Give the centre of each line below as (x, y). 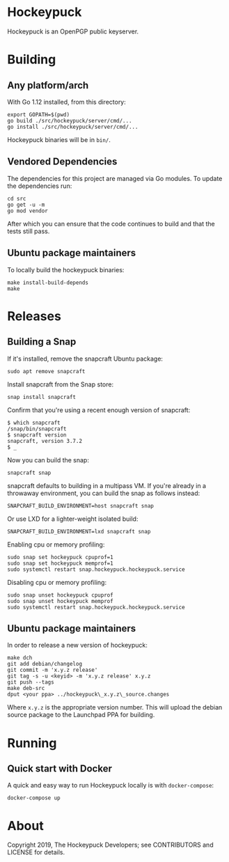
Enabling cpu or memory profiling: (56, 544)
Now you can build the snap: (48, 460)
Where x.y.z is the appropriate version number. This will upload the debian (115, 707)
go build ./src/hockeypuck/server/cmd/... (70, 120)
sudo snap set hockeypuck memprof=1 (60, 563)
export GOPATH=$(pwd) (39, 115)
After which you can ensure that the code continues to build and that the (111, 224)
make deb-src (26, 689)
